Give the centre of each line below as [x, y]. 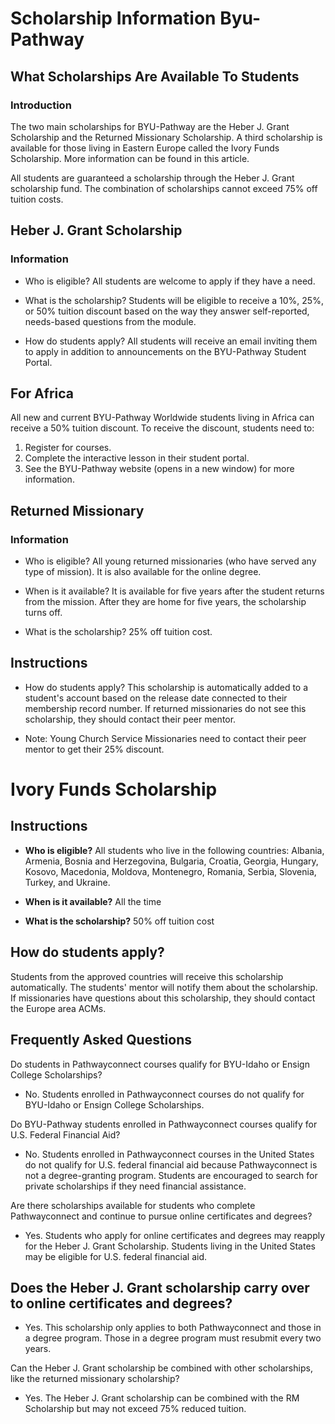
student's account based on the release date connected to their [156, 698]
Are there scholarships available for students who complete [133, 1205]
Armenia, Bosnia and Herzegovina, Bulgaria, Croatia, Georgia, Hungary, [171, 861]
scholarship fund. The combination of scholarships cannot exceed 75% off [164, 188]
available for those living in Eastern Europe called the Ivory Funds [145, 148]
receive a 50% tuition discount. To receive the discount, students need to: [162, 428]
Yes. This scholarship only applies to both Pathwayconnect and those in [173, 1328]
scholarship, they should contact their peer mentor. [130, 719]
